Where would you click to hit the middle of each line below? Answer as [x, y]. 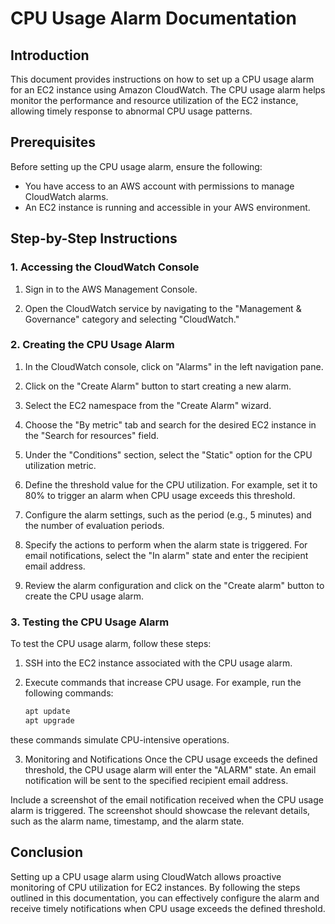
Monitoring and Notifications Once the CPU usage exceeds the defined [171, 759]
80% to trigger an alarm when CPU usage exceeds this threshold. [160, 495]
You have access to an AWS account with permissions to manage [159, 186]
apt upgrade [49, 720]
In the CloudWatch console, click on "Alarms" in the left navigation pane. [174, 366]
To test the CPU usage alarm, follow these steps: [111, 644]
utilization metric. [60, 465]
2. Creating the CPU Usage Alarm [92, 345]
